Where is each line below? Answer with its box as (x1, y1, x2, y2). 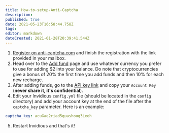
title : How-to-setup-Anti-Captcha (5, 7, 79, 13)
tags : (5, 26, 17, 31)
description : (5, 12, 33, 17)
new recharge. (12, 77, 43, 83)
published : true (5, 17, 40, 22)
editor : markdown (5, 31, 42, 36)
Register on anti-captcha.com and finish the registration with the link (12, 49, 156, 56)
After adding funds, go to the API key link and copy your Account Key (12, 82, 156, 88)
